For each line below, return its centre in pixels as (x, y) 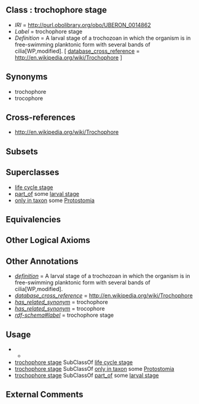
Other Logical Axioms (48, 240)
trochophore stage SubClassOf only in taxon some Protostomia (94, 369)
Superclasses (33, 172)
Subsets (22, 151)
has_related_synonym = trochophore (61, 302)
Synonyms (27, 77)
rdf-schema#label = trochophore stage (64, 315)
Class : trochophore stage (57, 10)
